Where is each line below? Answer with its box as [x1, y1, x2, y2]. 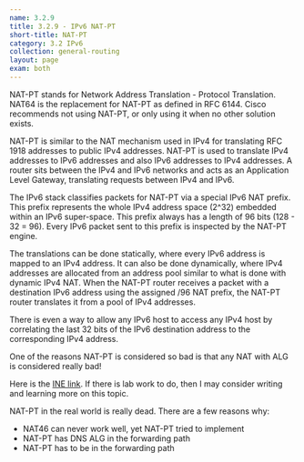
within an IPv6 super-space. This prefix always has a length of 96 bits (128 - [9, 211, 296, 222]
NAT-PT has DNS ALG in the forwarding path [22, 433, 191, 444]
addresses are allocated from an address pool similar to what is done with [9, 267, 287, 278]
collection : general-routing [9, 47, 120, 56]
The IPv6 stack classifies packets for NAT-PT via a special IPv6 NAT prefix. [9, 192, 291, 203]
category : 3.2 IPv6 [9, 38, 84, 48]
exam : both [9, 65, 51, 74]
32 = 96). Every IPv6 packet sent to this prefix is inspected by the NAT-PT [9, 220, 287, 232]
